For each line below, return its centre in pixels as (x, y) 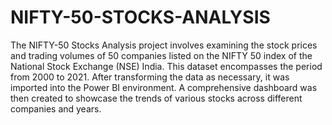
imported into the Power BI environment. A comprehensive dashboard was (164, 87)
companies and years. (56, 108)
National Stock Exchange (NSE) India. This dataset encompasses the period (166, 66)
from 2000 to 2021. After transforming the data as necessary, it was (150, 77)
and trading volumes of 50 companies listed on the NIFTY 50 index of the (161, 55)
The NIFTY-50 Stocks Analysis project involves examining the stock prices (164, 45)
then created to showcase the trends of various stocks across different (156, 98)
